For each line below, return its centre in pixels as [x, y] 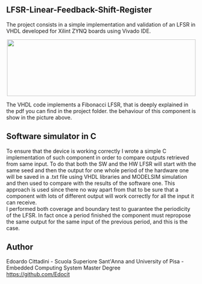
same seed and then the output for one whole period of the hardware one [97, 170]
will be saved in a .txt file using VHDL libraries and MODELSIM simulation [97, 176]
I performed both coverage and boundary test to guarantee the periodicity [98, 208]
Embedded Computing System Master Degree [63, 268]
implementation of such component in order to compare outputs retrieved [98, 157]
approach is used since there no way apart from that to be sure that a [93, 189]
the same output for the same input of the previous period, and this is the [97, 221]
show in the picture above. [39, 117]
